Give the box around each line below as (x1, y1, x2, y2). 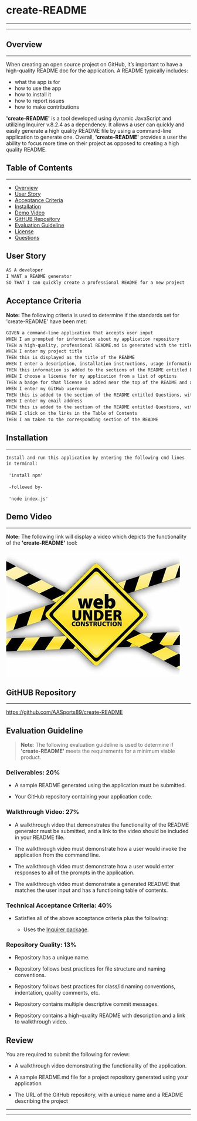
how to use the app (14, 85, 62, 92)
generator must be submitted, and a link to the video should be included (14, 827, 189, 834)
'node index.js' (8, 496, 49, 502)
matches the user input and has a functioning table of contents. (14, 887, 168, 894)
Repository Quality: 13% (6, 941, 77, 949)
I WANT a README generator (6, 274, 72, 280)
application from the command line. (14, 851, 101, 858)
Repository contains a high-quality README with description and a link (14, 1012, 186, 1019)
